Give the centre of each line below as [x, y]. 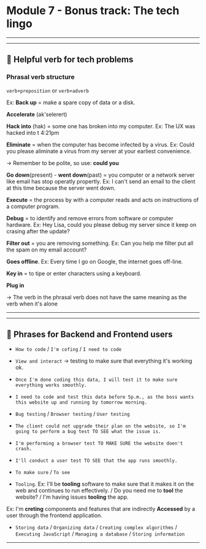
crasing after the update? [38, 231]
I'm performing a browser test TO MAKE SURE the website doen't [99, 443]
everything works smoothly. [51, 385]
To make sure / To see [43, 472]
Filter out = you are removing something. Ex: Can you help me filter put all [100, 243]
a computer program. [33, 206]
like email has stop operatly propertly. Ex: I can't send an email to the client [101, 181]
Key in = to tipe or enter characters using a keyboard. [74, 273]
